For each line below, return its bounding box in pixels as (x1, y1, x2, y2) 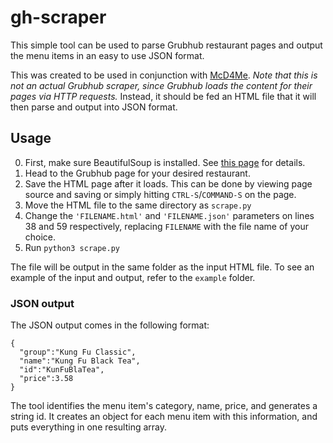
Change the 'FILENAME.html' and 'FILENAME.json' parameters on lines (24, 209, 315, 221)
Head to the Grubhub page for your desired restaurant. (24, 167, 251, 179)
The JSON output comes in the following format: (10, 319, 210, 331)
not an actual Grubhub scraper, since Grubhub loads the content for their (10, 79, 313, 91)
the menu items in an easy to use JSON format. (10, 49, 205, 61)
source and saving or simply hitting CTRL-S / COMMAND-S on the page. (24, 188, 297, 200)
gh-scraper (10, 6, 107, 29)
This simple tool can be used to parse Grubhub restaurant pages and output (10, 39, 323, 51)
